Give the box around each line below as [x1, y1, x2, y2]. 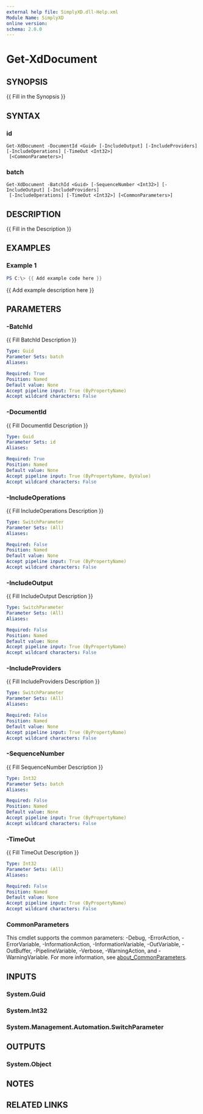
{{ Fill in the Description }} [6, 225, 72, 233]
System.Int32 [6, 1006, 48, 1015]
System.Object [6, 1060, 52, 1068]
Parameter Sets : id [6, 439, 56, 446]
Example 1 [6, 261, 37, 270]
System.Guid [6, 990, 46, 998]
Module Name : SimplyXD [6, 15, 64, 21]
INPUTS [6, 971, 37, 982]
